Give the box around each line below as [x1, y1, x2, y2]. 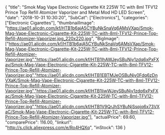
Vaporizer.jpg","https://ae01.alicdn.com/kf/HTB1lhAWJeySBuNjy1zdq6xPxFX [5, 57, 159, 62]
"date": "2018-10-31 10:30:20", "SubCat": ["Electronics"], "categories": [5, 15, 149, 20]
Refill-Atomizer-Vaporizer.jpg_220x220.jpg [5, 35, 92, 41]
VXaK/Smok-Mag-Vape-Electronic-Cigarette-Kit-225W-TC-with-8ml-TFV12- [5, 77, 160, 83]
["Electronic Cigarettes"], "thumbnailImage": [5, 20, 95, 26]
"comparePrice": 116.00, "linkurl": [5, 119, 73, 125]
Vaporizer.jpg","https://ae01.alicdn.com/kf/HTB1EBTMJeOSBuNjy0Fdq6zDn [5, 72, 158, 78]
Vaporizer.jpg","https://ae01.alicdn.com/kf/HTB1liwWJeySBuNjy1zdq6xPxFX [5, 88, 159, 94]
